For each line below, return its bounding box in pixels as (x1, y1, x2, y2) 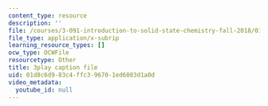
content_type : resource (8, 11, 88, 20)
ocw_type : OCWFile (8, 49, 69, 57)
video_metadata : (8, 78, 62, 86)
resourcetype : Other (8, 57, 77, 65)
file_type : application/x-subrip (8, 33, 120, 42)
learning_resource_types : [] (8, 41, 105, 49)
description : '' (8, 19, 62, 27)
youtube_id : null (15, 85, 73, 94)
